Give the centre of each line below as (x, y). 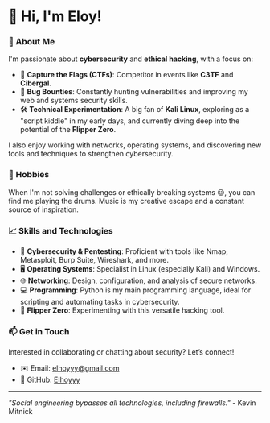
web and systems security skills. (74, 101)
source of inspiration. (43, 209)
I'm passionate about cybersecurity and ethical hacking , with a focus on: (131, 59)
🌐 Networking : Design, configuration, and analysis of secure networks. (138, 280)
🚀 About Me (32, 42)
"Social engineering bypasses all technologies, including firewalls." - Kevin (132, 403)
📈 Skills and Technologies (61, 230)
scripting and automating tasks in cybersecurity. (100, 302)
